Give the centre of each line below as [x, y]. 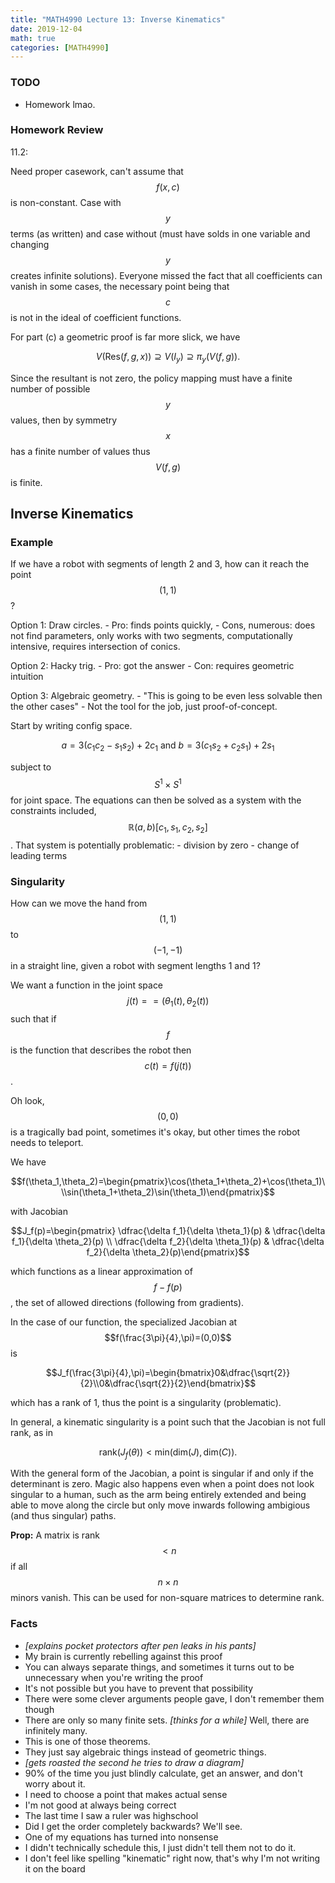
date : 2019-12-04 [46, 29]
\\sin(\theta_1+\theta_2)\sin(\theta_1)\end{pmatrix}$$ [168, 1192]
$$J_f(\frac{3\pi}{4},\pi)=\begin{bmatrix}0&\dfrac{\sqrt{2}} [168, 1372]
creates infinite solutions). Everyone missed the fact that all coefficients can [166, 275]
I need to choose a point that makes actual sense [126, 1794]
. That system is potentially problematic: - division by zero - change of [155, 845]
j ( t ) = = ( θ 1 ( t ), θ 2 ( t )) [168, 1001]
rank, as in [31, 1432]
